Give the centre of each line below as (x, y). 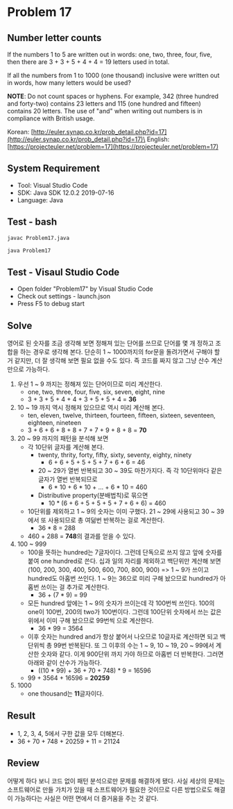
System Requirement (54, 169)
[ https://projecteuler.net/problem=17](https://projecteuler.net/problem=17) (113, 146)
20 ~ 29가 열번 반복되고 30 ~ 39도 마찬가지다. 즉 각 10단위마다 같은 (130, 471)
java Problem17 (29, 250)
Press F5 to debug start (51, 304)
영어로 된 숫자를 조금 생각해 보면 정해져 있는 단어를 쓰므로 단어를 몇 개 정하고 (111, 343)
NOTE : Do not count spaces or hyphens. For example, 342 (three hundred (113, 96)
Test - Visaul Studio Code (63, 272)
